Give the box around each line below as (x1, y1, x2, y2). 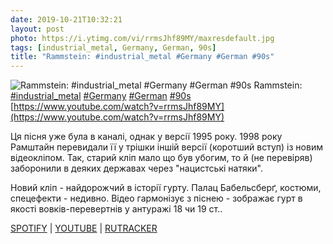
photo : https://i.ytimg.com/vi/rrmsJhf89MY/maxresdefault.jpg (10, 33, 275, 43)
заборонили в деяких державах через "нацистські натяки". (10, 162, 263, 175)
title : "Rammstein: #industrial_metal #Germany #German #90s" (10, 52, 275, 62)
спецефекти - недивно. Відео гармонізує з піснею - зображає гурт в (10, 192, 303, 205)
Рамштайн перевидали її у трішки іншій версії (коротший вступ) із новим (10, 141, 323, 153)
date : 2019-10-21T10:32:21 (10, 14, 123, 25)
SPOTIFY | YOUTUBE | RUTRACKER (10, 222, 158, 235)
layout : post (10, 24, 65, 34)
